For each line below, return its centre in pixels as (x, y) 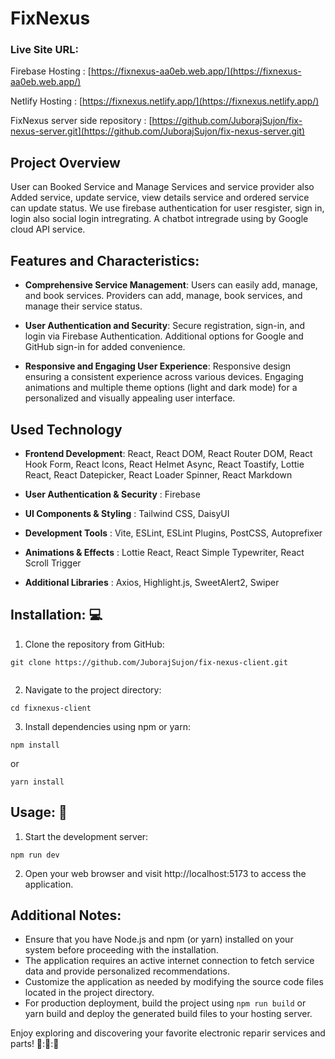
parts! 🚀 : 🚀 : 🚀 (35, 1044)
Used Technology (66, 429)
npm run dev (35, 855)
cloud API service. (48, 229)
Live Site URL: (44, 50)
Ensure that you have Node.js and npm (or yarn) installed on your (159, 939)
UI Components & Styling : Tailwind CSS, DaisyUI (127, 513)
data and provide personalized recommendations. (127, 971)
